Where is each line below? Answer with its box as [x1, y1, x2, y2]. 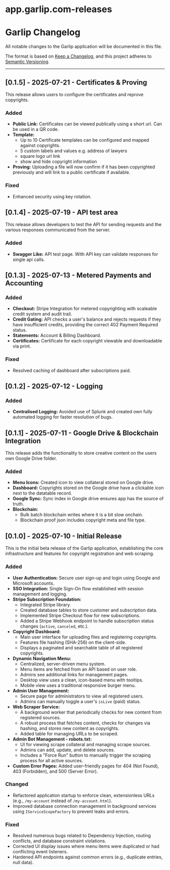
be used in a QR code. [12, 126, 59, 133]
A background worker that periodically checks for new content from [20, 709, 162, 715]
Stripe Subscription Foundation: [12, 596, 82, 602]
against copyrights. [20, 143, 61, 149]
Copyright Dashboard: [12, 628, 61, 634]
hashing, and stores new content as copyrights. [20, 725, 119, 731]
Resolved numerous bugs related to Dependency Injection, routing [12, 833, 151, 839]
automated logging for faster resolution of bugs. [12, 414, 113, 420]
